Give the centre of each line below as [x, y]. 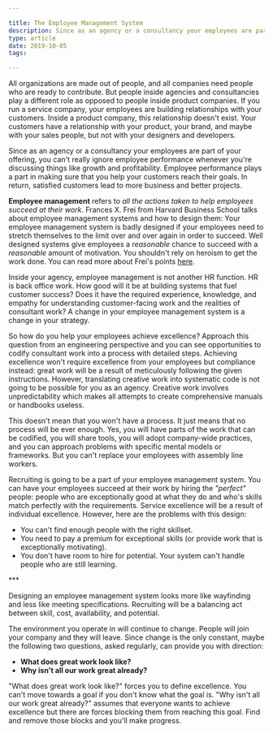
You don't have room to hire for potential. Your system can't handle [132, 556]
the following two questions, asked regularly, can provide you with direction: [136, 646]
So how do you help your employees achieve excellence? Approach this [129, 336]
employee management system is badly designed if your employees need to [136, 227]
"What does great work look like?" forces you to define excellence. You [128, 686]
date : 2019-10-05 [38, 45]
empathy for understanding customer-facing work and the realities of [124, 303]
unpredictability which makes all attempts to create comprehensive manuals [136, 397]
